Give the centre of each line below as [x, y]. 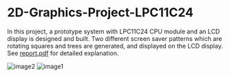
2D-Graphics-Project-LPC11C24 [101, 13]
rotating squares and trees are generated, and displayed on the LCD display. [115, 46]
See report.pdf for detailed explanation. [63, 53]
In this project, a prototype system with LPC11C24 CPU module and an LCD [114, 31]
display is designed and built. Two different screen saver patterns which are [115, 38]
